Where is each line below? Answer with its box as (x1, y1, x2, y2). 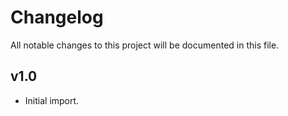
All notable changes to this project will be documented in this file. (10, 39, 280, 51)
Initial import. (24, 94, 80, 106)
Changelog (10, 6, 104, 29)
